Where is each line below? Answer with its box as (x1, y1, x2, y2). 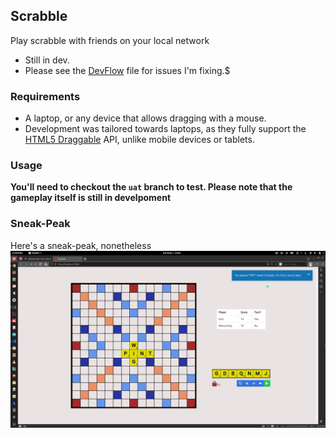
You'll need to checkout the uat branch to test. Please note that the (10, 181, 293, 193)
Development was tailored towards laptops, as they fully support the (24, 123, 307, 135)
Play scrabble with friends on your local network (10, 34, 210, 46)
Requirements (10, 89, 81, 103)
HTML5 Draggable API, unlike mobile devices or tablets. (24, 134, 255, 146)
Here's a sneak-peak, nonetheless (10, 239, 152, 251)
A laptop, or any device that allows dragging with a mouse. (24, 112, 267, 124)
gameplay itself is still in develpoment (10, 192, 172, 204)
